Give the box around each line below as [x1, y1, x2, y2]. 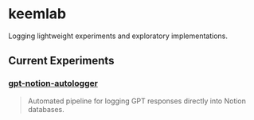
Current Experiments [8, 54, 115, 68]
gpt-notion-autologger [8, 78, 98, 89]
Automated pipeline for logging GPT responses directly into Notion [27, 96, 247, 106]
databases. [27, 104, 65, 114]
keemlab [8, 5, 67, 23]
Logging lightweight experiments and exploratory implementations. [8, 31, 229, 41]
